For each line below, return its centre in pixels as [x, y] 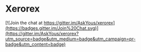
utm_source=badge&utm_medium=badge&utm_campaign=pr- [70, 39]
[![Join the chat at [24, 23]
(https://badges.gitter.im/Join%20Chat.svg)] [52, 28]
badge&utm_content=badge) [36, 44]
